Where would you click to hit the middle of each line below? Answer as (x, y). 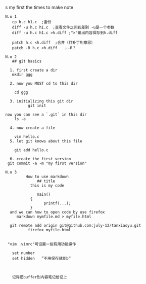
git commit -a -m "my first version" (47, 163)
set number (23, 253)
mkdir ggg (22, 75)
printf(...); (57, 203)
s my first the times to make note (39, 7)
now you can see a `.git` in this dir (46, 115)
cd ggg (21, 92)
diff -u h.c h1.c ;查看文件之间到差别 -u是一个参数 (63, 27)
